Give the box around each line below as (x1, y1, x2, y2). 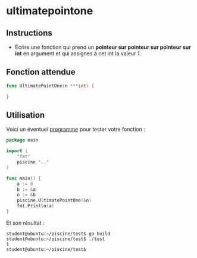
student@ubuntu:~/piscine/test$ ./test (6, 236, 105, 242)
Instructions (6, 28, 52, 38)
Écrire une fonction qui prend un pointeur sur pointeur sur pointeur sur (14, 43, 192, 51)
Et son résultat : (6, 219, 45, 226)
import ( (6, 148, 28, 154)
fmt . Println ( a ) (17, 203, 55, 209)
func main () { (6, 175, 42, 181)
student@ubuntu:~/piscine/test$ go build (6, 231, 111, 237)
